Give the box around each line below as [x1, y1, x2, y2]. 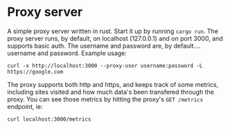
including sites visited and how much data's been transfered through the [7, 88, 215, 96]
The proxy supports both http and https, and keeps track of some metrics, [7, 80, 219, 88]
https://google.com [7, 68, 64, 75]
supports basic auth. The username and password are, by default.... [7, 41, 201, 50]
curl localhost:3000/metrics [7, 115, 91, 123]
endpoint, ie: [7, 102, 43, 110]
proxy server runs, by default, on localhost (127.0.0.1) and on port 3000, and [7, 34, 223, 42]
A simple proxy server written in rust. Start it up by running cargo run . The [7, 27, 219, 35]
